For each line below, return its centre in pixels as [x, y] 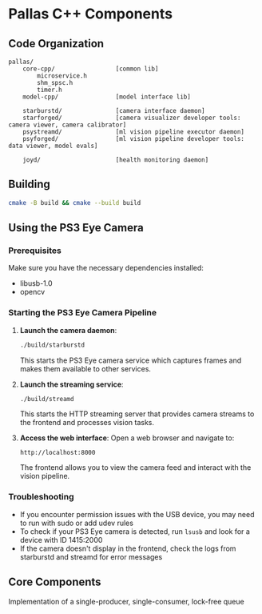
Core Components [55, 582]
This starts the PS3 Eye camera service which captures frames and [131, 360]
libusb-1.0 [36, 283]
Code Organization [56, 44]
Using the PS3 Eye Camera [76, 228]
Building [29, 185]
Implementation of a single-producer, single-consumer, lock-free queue [127, 601]
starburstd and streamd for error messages [91, 556]
